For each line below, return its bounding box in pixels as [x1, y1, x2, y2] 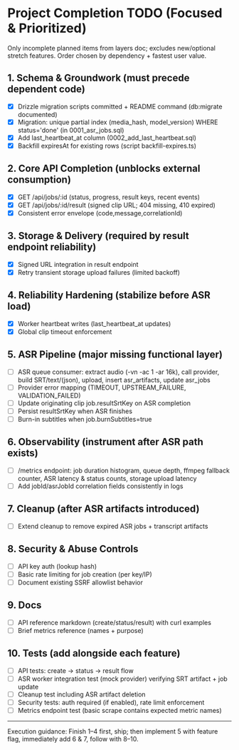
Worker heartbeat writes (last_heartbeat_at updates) [17, 319, 171, 328]
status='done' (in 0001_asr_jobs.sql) [17, 126, 124, 134]
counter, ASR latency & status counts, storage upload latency [17, 474, 197, 482]
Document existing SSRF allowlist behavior [17, 578, 144, 587]
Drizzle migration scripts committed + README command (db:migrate [17, 102, 223, 111]
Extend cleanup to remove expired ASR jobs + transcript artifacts [17, 522, 208, 530]
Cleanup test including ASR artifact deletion [17, 690, 146, 699]
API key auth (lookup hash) [17, 562, 97, 570]
